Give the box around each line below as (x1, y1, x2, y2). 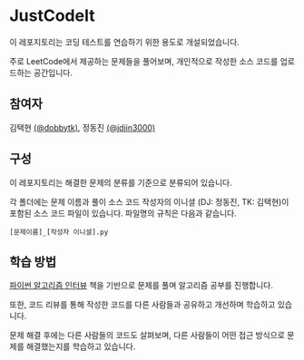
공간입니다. (33, 67, 74, 78)
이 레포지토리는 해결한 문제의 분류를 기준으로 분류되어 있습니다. (9, 177, 233, 188)
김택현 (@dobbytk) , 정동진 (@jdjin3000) (9, 122, 156, 132)
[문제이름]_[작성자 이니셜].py (9, 228, 109, 237)
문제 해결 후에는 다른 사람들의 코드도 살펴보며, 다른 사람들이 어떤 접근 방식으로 (9, 330, 286, 341)
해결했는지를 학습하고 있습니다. (25, 341, 136, 352)
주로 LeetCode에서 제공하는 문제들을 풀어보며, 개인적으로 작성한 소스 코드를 (9, 55, 279, 66)
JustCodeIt (9, 5, 95, 26)
